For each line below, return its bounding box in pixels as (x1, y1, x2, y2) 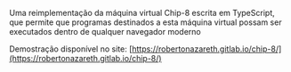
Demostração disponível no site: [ (9, 44, 133, 54)
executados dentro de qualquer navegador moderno (9, 27, 202, 36)
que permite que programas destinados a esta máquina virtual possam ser (9, 17, 282, 28)
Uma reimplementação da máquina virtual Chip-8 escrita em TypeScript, (9, 8, 275, 18)
